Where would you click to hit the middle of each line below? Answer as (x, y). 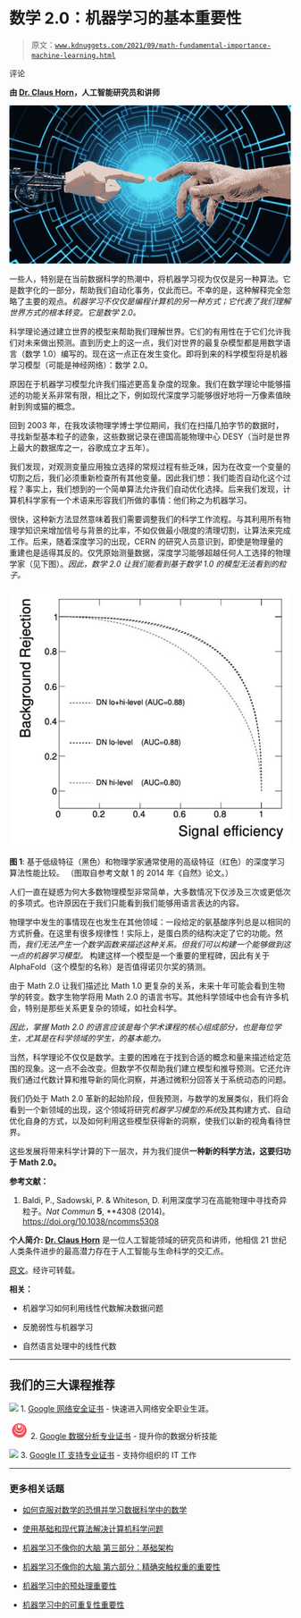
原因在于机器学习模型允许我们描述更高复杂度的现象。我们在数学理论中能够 (146, 383)
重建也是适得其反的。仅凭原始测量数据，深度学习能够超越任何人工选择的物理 (150, 552)
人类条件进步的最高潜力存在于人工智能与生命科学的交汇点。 (119, 1251)
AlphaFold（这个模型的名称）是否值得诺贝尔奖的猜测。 (110, 967)
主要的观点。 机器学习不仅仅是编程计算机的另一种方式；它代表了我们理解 (158, 301)
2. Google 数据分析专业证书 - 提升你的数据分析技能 (124, 1436)
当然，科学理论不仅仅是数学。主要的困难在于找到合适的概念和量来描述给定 (146, 1058)
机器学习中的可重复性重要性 (73, 1605)
